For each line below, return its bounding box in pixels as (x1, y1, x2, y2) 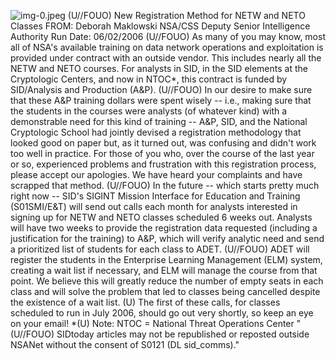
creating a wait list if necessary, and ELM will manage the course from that (10, 265, 318, 276)
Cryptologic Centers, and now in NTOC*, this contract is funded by (10, 73, 288, 85)
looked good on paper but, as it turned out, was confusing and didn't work (10, 137, 317, 149)
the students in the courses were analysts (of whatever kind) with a (10, 105, 288, 117)
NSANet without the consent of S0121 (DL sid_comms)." (10, 339, 240, 350)
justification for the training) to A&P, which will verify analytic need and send (10, 233, 325, 244)
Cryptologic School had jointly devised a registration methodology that (10, 126, 302, 138)
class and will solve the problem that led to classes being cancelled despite (10, 286, 321, 297)
